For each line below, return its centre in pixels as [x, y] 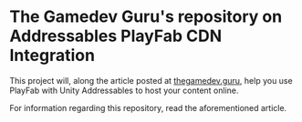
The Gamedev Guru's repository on [146, 17]
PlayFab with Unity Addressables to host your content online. [124, 90]
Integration [52, 56]
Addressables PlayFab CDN [116, 36]
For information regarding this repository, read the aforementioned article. [148, 107]
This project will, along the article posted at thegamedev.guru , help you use [151, 80]
